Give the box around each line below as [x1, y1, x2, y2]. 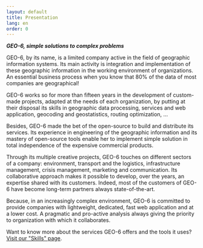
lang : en [6, 20, 28, 26]
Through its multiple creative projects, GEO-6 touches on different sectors [6, 154, 192, 161]
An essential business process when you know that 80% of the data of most [6, 73, 197, 80]
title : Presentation [6, 15, 59, 21]
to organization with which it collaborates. [6, 217, 111, 224]
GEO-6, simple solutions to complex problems [6, 42, 124, 50]
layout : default [6, 8, 47, 15]
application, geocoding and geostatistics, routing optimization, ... [6, 111, 168, 118]
